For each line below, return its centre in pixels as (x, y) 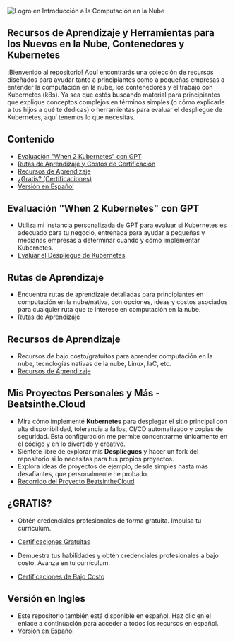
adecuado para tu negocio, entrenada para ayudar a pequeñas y (111, 233)
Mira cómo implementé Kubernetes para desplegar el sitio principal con (122, 421)
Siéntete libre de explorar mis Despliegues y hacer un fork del (108, 451)
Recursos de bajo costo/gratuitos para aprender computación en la (115, 356)
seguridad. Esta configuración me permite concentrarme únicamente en (122, 436)
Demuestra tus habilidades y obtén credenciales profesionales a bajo (118, 555)
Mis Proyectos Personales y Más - (84, 393)
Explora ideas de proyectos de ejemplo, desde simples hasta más (113, 466)
